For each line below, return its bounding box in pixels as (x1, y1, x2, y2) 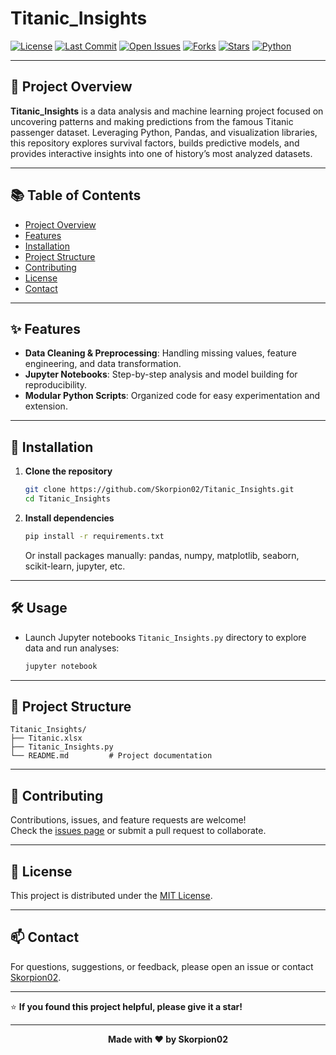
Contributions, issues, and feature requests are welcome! (10, 814, 247, 826)
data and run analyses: (24, 642, 120, 654)
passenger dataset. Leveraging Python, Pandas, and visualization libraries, (10, 126, 318, 138)
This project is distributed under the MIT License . (10, 889, 213, 901)
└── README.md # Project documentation (10, 751, 213, 761)
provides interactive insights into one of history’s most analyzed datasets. (10, 147, 313, 159)
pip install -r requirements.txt (24, 531, 165, 541)
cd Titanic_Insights (24, 494, 111, 504)
